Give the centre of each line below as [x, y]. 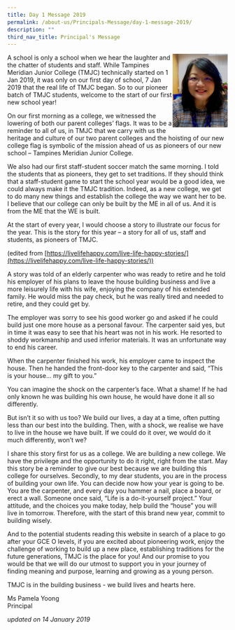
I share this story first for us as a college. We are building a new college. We [116, 454]
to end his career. [33, 347]
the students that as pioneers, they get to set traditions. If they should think [115, 174]
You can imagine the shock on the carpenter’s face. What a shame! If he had [117, 389]
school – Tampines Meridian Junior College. [71, 153]
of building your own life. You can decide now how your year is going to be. [116, 484]
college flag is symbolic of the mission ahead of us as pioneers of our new [114, 146]
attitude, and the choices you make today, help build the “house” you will [112, 506]
